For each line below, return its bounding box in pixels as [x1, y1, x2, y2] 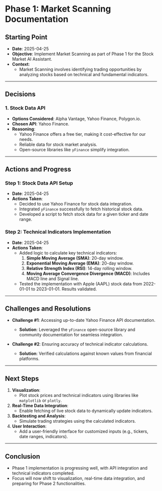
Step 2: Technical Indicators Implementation [5, 229, 111, 236]
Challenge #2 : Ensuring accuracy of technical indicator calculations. [12, 341, 148, 347]
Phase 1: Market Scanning [5, 3, 111, 15]
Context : [12, 62, 30, 67]
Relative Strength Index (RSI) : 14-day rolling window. [26, 265, 133, 271]
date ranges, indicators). [19, 434, 68, 440]
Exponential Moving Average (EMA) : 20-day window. [26, 260, 134, 266]
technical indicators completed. [12, 470, 75, 476]
